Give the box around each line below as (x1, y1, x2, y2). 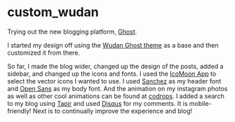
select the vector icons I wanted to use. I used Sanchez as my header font (7, 76, 222, 85)
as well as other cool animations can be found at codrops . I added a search (7, 92, 224, 100)
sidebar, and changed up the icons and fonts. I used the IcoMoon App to (7, 69, 217, 78)
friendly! (7, 107, 32, 115)
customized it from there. (7, 48, 81, 57)
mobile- (189, 99, 212, 107)
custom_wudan (7, 4, 100, 20)
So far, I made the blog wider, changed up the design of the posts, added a (7, 62, 224, 70)
